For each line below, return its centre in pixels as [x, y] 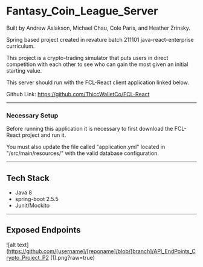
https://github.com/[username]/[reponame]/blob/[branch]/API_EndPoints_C [102, 251]
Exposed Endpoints [43, 230]
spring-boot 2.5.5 [37, 199]
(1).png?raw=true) [73, 257]
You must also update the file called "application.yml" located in [86, 147]
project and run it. [44, 135]
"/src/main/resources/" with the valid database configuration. [82, 153]
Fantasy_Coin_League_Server [82, 11]
